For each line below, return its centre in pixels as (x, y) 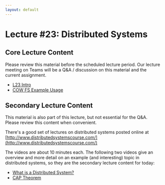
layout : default (22, 10)
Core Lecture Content (39, 53)
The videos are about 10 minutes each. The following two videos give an (79, 152)
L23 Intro (22, 84)
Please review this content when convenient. (51, 123)
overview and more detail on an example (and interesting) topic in (72, 158)
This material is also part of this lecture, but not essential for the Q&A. (76, 118)
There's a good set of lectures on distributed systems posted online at (77, 132)
